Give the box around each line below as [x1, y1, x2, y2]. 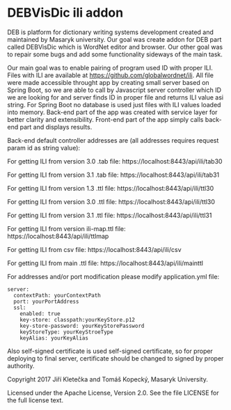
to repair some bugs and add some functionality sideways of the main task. [7, 50, 223, 58]
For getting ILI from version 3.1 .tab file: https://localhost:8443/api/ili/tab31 [7, 171, 220, 179]
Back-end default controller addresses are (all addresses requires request [7, 136, 219, 144]
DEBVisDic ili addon [7, 5, 124, 21]
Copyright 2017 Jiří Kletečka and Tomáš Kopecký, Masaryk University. [7, 374, 209, 384]
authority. [7, 361, 35, 370]
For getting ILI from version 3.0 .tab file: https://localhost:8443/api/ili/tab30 [7, 157, 223, 165]
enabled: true [19, 310, 61, 317]
